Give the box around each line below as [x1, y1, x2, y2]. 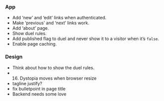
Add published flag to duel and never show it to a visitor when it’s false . [12, 36, 160, 42]
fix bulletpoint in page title [12, 86, 66, 92]
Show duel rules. [12, 31, 47, 37]
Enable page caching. [12, 41, 57, 47]
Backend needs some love [12, 91, 67, 97]
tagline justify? [12, 80, 43, 86]
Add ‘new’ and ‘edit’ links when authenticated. [12, 15, 107, 21]
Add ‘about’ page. [12, 25, 49, 31]
